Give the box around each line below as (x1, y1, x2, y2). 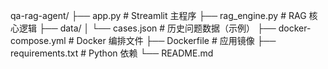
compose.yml (10, 35, 67, 46)
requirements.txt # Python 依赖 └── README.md (10, 47, 214, 59)
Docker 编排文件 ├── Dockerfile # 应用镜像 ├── (76, 35, 277, 46)
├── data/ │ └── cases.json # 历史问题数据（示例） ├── (38, 22, 277, 34)
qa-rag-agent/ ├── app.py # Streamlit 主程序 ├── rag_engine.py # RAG (10, 10, 307, 21)
